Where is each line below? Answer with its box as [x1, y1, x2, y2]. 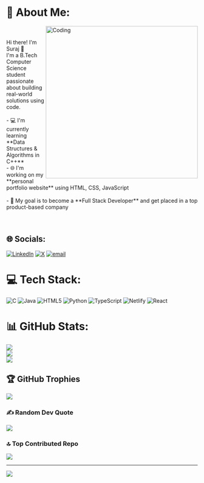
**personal [6, 177, 34, 185]
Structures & [6, 144, 38, 152]
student [6, 71, 25, 78]
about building [6, 83, 42, 91]
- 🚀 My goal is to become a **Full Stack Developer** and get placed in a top [6, 197, 198, 204]
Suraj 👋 [6, 45, 24, 52]
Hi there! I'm [6, 38, 38, 46]
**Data [6, 138, 25, 146]
